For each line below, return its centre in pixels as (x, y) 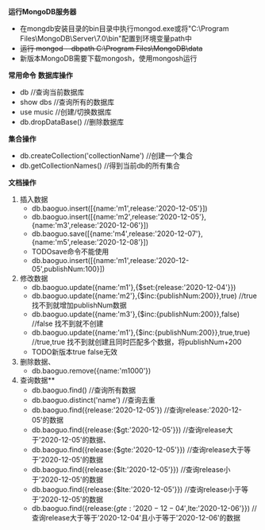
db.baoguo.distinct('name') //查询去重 (94, 400)
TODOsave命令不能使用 (70, 251)
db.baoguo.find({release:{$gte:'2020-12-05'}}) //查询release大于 (138, 450)
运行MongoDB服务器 (42, 12)
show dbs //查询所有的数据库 (67, 102)
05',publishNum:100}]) (68, 269)
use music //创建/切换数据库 (65, 112)
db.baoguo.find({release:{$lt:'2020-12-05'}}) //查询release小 (131, 470)
